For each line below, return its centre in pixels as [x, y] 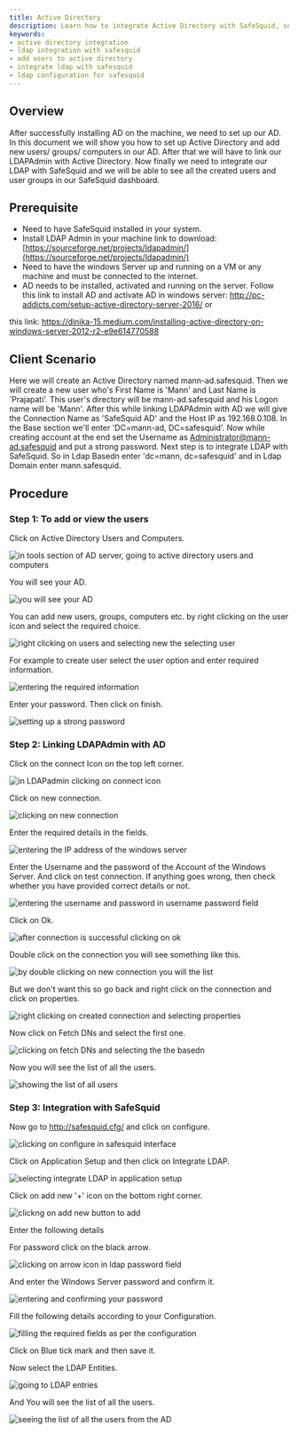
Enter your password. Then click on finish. [86, 704]
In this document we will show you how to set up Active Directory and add [145, 142]
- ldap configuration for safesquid [77, 76]
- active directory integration [69, 42]
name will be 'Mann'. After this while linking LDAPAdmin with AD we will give [149, 409]
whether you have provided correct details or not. [100, 886]
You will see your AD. [48, 582]
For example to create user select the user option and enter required [134, 660]
